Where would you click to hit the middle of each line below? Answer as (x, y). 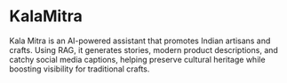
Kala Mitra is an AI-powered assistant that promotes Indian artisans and (140, 41)
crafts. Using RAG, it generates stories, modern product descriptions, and (143, 49)
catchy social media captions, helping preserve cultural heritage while (137, 59)
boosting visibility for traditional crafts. (80, 69)
